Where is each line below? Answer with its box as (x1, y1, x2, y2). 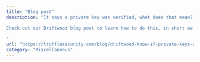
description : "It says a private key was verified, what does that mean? (6, 14, 193, 20)
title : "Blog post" (6, 8, 55, 15)
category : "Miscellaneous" (6, 47, 73, 53)
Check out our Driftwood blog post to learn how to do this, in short (6, 25, 185, 31)
